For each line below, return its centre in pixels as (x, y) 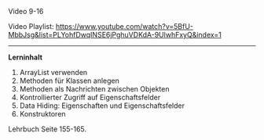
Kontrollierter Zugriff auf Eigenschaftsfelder (90, 97)
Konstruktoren (42, 114)
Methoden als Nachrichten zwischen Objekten (94, 89)
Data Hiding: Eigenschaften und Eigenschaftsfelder (102, 106)
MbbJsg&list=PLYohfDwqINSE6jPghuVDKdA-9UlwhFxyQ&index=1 (115, 35)
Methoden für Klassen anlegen (69, 81)
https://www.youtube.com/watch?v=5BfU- (125, 26)
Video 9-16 (26, 11)
